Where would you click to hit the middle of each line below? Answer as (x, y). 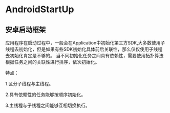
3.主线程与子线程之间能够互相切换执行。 (48, 105)
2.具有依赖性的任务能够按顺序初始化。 (46, 95)
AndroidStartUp (40, 9)
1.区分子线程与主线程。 (29, 84)
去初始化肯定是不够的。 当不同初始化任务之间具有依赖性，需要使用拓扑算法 (84, 55)
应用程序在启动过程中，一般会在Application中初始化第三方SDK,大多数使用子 (85, 43)
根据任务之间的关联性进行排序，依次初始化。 (52, 62)
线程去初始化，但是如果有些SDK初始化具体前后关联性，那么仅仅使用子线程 (84, 49)
